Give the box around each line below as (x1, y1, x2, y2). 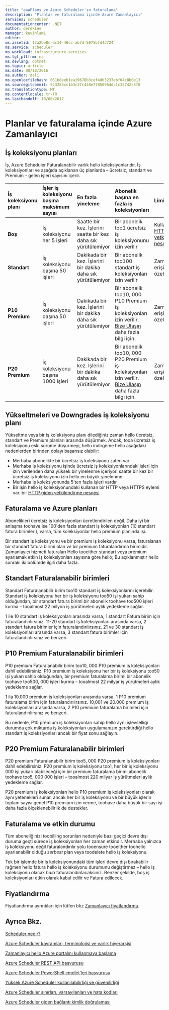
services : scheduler (5, 17, 49, 22)
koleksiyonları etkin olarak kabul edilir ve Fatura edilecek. (5, 875, 124, 881)
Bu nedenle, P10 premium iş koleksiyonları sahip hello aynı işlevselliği (5, 719, 148, 725)
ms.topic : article (5, 63, 44, 68)
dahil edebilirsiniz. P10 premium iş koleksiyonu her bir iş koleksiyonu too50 (5, 667, 160, 674)
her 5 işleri (42, 237, 68, 244)
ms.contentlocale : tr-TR (5, 92, 57, 97)
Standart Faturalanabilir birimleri (5, 574, 110, 582)
